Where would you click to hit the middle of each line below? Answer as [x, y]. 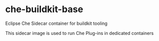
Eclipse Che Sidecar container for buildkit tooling [56, 23]
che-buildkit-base [44, 9]
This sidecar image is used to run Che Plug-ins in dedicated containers [80, 33]
